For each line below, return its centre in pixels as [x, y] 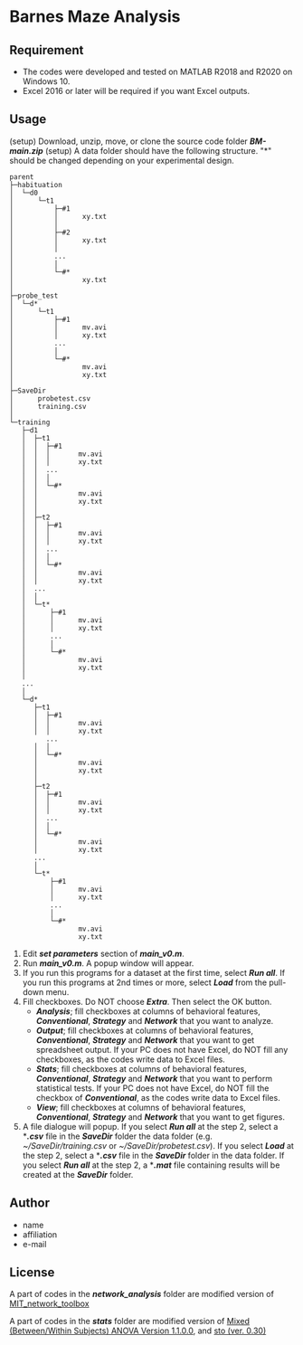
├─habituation [36, 185]
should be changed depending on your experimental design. [122, 160]
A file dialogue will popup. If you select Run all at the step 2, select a [150, 1126]
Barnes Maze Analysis [95, 17]
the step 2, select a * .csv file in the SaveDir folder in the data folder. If [153, 1155]
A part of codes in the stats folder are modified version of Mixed [130, 1321]
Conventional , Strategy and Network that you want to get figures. [160, 1117]
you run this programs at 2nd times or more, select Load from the [145, 982]
